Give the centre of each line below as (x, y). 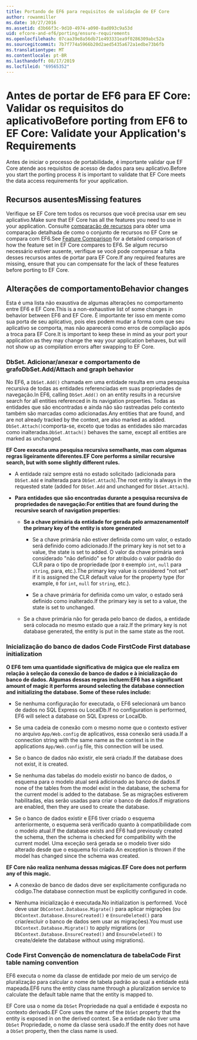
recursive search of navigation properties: (67, 510)
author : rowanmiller (31, 17)
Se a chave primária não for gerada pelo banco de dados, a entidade (106, 619)
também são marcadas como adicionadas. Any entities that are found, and (96, 414)
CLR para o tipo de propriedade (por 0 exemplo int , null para (107, 565)
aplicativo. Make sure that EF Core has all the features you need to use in (94, 220)
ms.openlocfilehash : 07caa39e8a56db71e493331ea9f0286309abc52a (85, 39)
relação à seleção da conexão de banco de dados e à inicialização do (92, 673)
